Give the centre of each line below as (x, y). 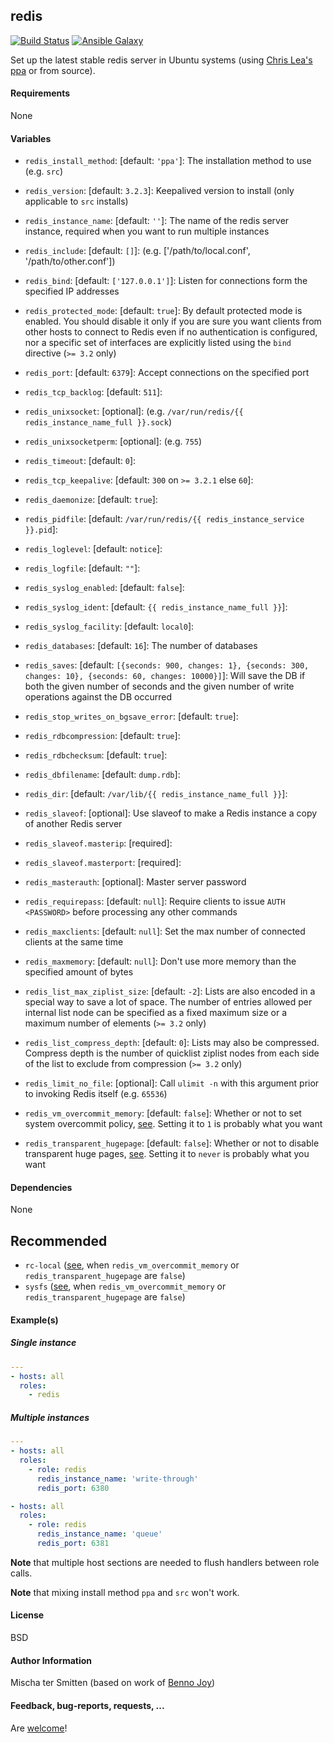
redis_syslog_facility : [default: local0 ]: (109, 626)
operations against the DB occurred (98, 697)
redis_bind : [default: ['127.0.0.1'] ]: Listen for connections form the (166, 281)
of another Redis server (73, 824)
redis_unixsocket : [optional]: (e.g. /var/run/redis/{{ (134, 411)
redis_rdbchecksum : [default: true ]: (96, 755)
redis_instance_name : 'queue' (99, 1534)
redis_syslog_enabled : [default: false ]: (104, 588)
